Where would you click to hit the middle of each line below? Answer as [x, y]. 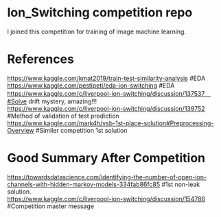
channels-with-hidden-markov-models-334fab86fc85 [84, 184]
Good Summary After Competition [106, 158]
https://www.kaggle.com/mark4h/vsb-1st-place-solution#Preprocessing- [110, 123]
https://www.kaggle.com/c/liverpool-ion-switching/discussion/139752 [106, 108]
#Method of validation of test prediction [63, 116]
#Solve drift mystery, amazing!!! [52, 101]
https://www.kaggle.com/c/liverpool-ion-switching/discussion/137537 [106, 93]
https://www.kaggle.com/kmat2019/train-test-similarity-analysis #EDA [106, 78]
